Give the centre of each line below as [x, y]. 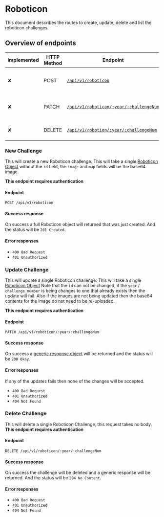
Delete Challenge [26, 413]
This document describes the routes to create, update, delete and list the [78, 22]
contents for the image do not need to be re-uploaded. [60, 301]
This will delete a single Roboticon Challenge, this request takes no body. [79, 424]
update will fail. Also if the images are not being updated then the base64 [79, 296]
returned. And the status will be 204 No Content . [53, 478]
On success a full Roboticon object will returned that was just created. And [80, 225]
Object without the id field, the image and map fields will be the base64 [75, 167]
